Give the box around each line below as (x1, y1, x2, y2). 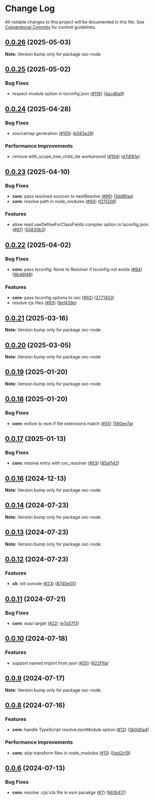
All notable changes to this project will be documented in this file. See (5, 19, 145, 25)
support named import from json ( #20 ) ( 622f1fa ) (12, 660, 109, 666)
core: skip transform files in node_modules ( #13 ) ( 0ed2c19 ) (12, 750, 131, 756)
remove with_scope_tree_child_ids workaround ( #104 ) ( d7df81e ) (12, 153, 140, 159)
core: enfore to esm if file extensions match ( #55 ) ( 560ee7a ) (12, 421, 134, 426)
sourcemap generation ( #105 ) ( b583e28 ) (12, 131, 94, 136)
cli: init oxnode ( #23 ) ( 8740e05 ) (12, 581, 77, 587)
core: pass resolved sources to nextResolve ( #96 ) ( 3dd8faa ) (12, 193, 134, 199)
